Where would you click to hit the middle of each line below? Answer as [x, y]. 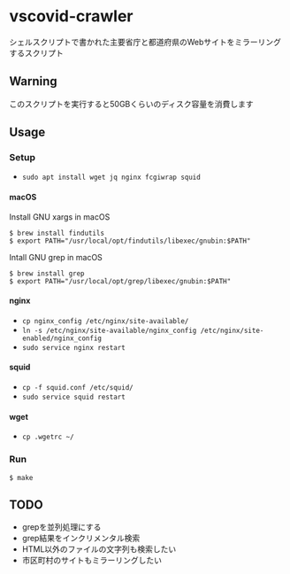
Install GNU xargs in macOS [60, 217]
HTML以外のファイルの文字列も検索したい [99, 549]
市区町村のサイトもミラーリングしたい [92, 561]
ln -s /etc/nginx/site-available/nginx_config [109, 330]
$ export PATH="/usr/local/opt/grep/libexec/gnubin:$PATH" [120, 281]
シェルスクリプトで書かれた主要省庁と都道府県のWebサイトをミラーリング [145, 42]
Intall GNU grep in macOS [56, 257]
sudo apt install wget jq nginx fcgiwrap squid [111, 178]
